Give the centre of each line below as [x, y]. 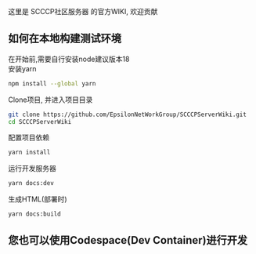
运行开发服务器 [32, 169]
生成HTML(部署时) [38, 199]
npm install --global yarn [52, 83]
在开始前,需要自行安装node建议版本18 [69, 59]
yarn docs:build [34, 214]
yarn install [29, 152]
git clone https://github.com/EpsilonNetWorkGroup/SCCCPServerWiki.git [127, 114]
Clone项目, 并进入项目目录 [50, 100]
